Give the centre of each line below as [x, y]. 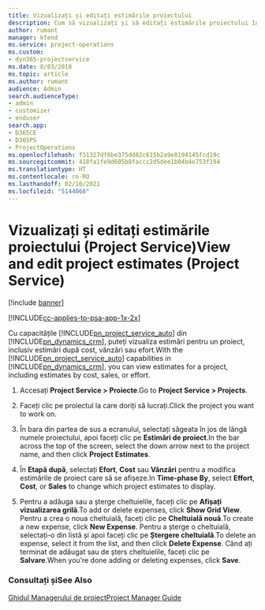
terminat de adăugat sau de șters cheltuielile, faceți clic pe [115, 552]
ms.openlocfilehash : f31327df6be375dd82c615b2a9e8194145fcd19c [114, 154]
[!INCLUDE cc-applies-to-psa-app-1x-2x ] [75, 318]
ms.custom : [26, 52]
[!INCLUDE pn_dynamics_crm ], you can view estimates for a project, [118, 366]
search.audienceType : [44, 96]
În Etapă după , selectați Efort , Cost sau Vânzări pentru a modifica [128, 469]
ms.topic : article [38, 74]
